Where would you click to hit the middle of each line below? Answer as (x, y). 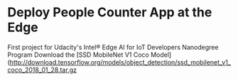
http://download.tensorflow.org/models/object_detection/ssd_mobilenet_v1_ (120, 62)
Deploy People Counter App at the (110, 12)
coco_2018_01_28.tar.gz (42, 70)
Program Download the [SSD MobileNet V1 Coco (78, 55)
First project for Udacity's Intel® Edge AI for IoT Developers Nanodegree (113, 47)
